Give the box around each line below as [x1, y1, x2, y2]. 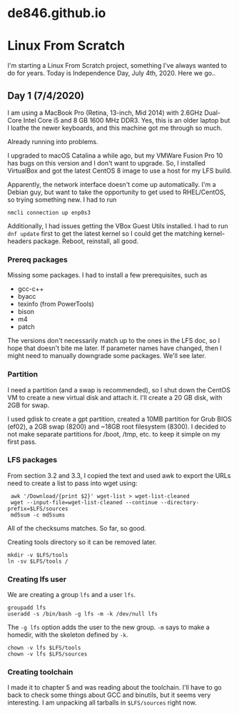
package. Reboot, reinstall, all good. [33, 237, 139, 245]
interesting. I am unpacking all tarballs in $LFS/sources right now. [7, 698, 198, 707]
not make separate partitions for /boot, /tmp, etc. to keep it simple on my [7, 429, 221, 438]
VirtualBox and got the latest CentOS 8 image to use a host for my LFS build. [7, 166, 232, 175]
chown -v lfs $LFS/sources [7, 651, 88, 658]
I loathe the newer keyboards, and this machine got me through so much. [7, 123, 223, 132]
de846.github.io [7, 5, 106, 21]
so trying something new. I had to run [7, 195, 117, 204]
